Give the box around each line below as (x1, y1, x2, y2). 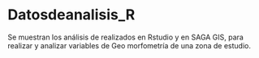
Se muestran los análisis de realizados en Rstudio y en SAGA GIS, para (7, 32, 244, 42)
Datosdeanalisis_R (7, 6, 136, 24)
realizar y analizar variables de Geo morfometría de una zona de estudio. (7, 40, 251, 50)
